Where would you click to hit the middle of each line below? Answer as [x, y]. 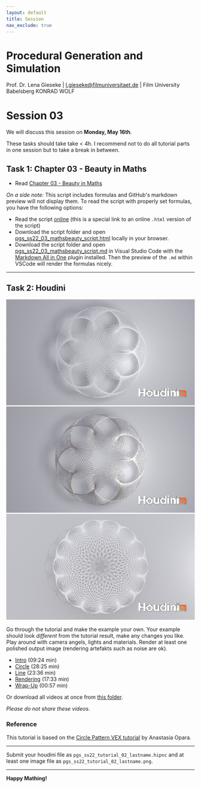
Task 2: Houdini [36, 288]
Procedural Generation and [75, 55]
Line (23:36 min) [35, 673]
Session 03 [35, 115]
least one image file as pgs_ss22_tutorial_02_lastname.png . [80, 761]
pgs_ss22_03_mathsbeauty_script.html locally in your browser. [92, 238]
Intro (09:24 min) [36, 660]
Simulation [33, 68]
